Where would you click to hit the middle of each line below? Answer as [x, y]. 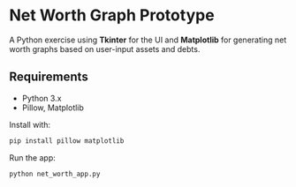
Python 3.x [42, 98]
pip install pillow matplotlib [67, 141]
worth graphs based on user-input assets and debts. [105, 49]
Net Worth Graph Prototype [112, 15]
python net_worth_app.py [55, 174]
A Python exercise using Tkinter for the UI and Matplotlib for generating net [148, 40]
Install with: [30, 124]
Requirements [49, 77]
